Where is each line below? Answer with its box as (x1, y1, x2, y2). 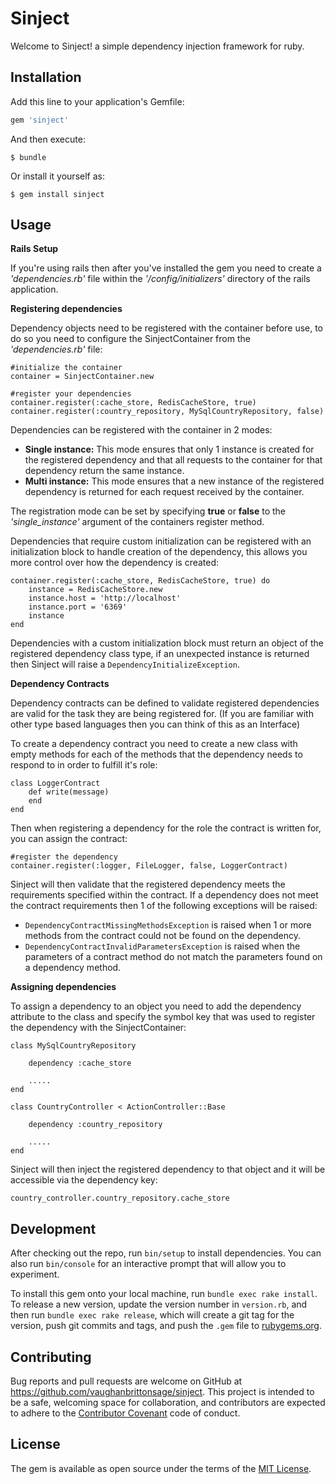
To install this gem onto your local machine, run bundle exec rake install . (10, 1288, 318, 1300)
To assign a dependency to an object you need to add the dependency (10, 1000, 302, 1012)
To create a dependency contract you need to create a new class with (10, 738, 298, 750)
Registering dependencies (10, 303, 123, 315)
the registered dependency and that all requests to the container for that (24, 454, 323, 466)
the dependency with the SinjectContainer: (10, 1022, 187, 1034)
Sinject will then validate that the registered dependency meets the (10, 878, 286, 891)
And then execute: (10, 133, 86, 145)
